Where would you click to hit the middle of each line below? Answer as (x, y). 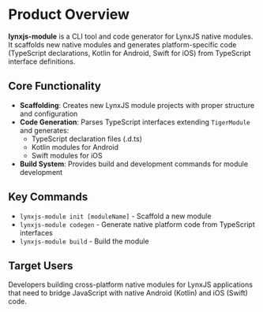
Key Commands (48, 197)
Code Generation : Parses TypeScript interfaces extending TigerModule (135, 122)
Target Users (41, 266)
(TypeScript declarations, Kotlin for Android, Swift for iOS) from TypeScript (130, 53)
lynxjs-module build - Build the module (84, 241)
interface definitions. (42, 61)
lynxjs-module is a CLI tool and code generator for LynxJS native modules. (131, 36)
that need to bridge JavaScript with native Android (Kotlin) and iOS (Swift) (128, 293)
